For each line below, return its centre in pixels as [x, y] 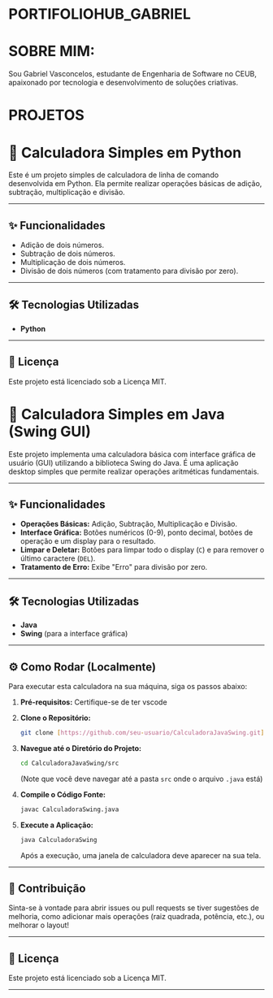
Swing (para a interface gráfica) [74, 634]
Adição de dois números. [62, 245]
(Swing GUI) [50, 431]
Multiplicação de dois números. [73, 263]
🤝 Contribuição [47, 888]
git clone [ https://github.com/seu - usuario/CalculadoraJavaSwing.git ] [142, 733]
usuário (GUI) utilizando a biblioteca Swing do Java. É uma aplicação [123, 462]
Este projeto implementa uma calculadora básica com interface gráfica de [132, 454]
